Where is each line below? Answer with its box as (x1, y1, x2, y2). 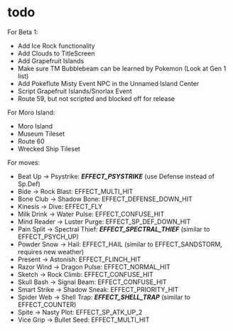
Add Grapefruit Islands (17, 56, 85, 65)
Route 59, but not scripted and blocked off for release (17, 94, 175, 103)
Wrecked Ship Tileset (17, 144, 80, 153)
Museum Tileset (17, 129, 65, 138)
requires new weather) (17, 247, 85, 256)
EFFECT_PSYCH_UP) (17, 232, 80, 241)
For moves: (7, 158, 40, 167)
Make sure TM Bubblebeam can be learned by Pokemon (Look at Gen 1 (17, 64, 227, 72)
